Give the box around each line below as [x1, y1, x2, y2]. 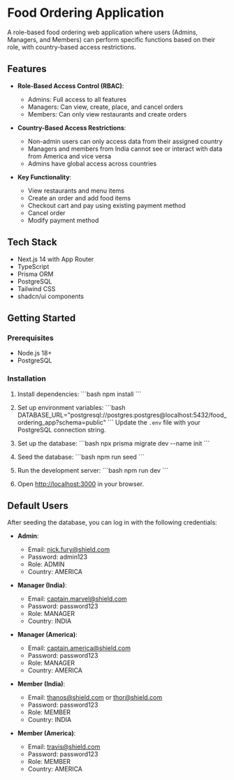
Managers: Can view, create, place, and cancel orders [27, 103, 184, 111]
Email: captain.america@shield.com [27, 644, 131, 652]
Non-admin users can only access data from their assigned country [27, 137, 223, 145]
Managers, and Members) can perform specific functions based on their [7, 35, 216, 43]
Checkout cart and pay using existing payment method [27, 201, 187, 209]
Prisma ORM [17, 270, 54, 278]
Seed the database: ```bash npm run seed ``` [17, 452, 145, 461]
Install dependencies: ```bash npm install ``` [17, 390, 142, 398]
